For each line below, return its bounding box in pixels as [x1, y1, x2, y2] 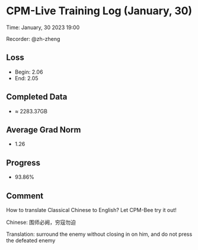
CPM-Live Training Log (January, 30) [6, 4, 193, 18]
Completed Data [6, 92, 68, 102]
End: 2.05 [14, 74, 39, 81]
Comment [6, 191, 44, 201]
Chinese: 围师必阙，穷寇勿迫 [6, 219, 76, 226]
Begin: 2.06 [14, 68, 43, 75]
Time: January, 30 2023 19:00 [6, 24, 80, 31]
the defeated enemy [6, 237, 56, 244]
